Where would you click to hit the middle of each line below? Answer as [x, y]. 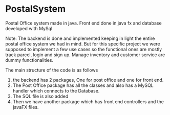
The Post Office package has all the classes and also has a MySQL [83, 85]
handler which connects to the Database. [56, 90]
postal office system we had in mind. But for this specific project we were [83, 43]
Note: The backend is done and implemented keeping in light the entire [80, 38]
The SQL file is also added [40, 96]
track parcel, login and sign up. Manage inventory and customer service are [85, 55]
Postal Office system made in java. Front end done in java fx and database [84, 23]
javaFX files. [26, 107]
